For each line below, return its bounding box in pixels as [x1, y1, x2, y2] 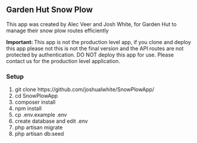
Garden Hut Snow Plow [6, 5, 93, 15]
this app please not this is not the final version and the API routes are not [6, 45, 184, 52]
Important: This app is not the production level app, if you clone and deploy [6, 38, 192, 45]
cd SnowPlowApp [14, 92, 58, 100]
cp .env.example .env [14, 111, 67, 119]
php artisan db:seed [14, 130, 64, 138]
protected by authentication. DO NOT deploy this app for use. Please [6, 51, 174, 58]
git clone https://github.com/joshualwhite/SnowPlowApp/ [14, 86, 154, 93]
